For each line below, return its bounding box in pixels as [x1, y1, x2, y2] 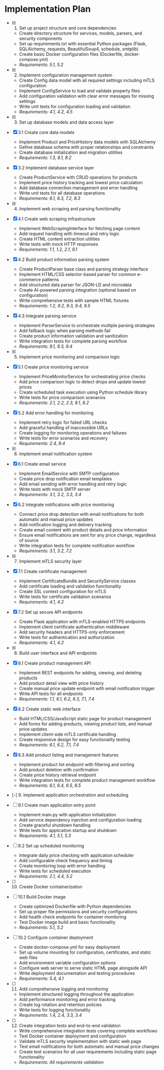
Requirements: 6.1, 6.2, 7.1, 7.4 [19, 741, 79, 747]
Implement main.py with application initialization [19, 811, 116, 817]
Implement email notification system [19, 451, 93, 457]
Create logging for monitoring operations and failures [19, 430, 127, 435]
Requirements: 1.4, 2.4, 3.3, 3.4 [19, 1012, 82, 1018]
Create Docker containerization [19, 883, 82, 890]
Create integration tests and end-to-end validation [19, 1022, 121, 1028]
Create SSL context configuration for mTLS [19, 588, 107, 594]
